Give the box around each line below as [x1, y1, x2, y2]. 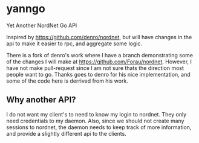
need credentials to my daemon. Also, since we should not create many [6, 117, 184, 124]
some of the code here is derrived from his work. [6, 77, 128, 84]
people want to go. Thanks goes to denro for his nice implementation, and [6, 71, 191, 78]
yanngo [6, 2, 45, 16]
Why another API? [6, 95, 77, 105]
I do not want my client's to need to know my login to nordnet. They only [6, 110, 187, 118]
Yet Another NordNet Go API [6, 22, 77, 29]
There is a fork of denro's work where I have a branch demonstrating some [6, 51, 194, 59]
